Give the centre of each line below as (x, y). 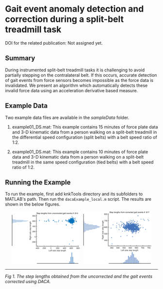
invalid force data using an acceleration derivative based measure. (72, 90)
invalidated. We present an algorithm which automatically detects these (76, 85)
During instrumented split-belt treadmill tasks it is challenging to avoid (75, 70)
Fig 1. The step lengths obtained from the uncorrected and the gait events (79, 276)
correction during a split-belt (65, 19)
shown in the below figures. (33, 204)
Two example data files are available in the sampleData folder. (67, 117)
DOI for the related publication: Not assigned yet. (54, 43)
